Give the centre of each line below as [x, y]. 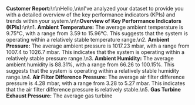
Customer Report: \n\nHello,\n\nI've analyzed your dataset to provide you [95, 9]
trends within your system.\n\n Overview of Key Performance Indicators [94, 21]
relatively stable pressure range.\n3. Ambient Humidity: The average [90, 58]
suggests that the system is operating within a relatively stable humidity [93, 71]
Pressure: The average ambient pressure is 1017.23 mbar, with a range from [98, 46]
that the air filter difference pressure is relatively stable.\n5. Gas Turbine [93, 89]
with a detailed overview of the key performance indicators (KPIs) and [91, 15]
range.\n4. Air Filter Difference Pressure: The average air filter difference [95, 77]
